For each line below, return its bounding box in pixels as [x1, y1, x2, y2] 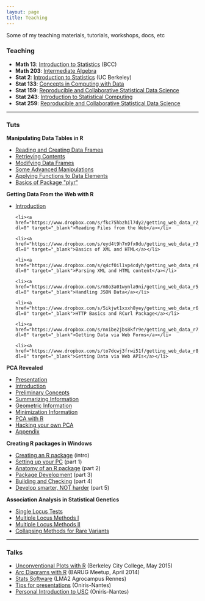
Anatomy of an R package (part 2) [15, 465, 101, 472]
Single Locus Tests [15, 508, 63, 515]
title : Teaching [6, 15, 48, 21]
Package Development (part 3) [15, 471, 93, 479]
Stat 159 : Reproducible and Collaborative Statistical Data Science [15, 86, 180, 94]
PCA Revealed [6, 364, 43, 372]
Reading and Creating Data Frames [15, 146, 104, 153]
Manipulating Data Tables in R [6, 135, 84, 142]
